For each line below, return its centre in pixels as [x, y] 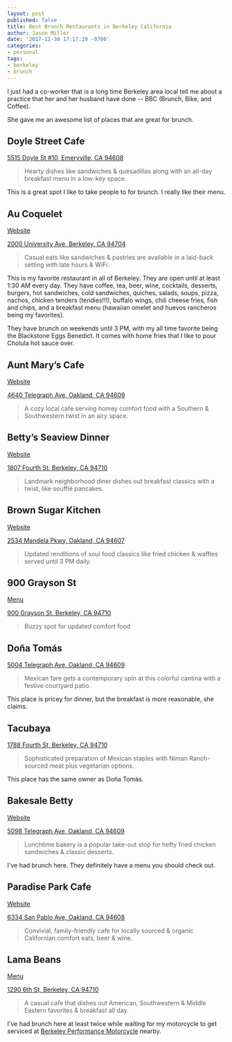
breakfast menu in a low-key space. [75, 179]
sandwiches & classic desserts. [69, 851]
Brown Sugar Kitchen [54, 510]
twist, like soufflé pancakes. [64, 488]
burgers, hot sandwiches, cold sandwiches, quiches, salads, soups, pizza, [113, 293]
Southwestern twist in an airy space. [76, 416]
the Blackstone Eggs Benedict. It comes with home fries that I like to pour [112, 336]
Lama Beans [34, 960]
